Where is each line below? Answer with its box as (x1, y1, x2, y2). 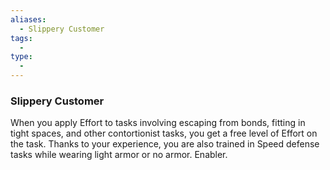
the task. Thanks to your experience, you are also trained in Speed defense (10, 138, 320, 150)
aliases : (10, 14, 47, 25)
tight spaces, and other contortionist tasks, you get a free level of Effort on (10, 127, 318, 140)
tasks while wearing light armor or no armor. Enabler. (10, 149, 228, 161)
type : (10, 52, 33, 62)
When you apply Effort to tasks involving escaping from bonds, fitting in (10, 117, 306, 129)
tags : (10, 33, 33, 43)
